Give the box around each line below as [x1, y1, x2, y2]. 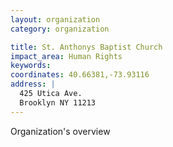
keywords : [10, 61, 52, 71]
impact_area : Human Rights [10, 51, 123, 61]
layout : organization [10, 14, 101, 25]
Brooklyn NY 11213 [19, 97, 97, 108]
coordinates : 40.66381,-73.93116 [10, 70, 150, 80]
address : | [10, 79, 56, 90]
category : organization [10, 24, 110, 34]
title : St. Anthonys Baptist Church [10, 42, 163, 52]
